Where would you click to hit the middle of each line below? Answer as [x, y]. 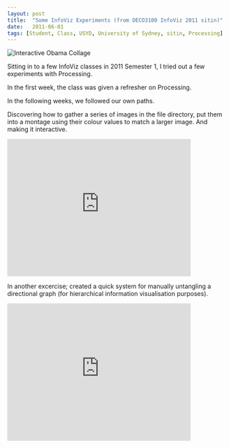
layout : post [26, 14]
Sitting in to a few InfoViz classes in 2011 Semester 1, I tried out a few [106, 66]
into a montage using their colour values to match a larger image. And [108, 122]
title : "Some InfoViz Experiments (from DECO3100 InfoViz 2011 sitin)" [115, 20]
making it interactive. [37, 129]
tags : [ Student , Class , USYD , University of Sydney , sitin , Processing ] [115, 33]
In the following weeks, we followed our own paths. [81, 101]
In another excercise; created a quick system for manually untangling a [109, 286]
